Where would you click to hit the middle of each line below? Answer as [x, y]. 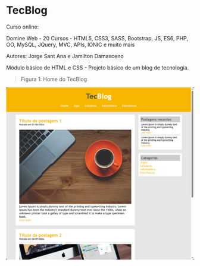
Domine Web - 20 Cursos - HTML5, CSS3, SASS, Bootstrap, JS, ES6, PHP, [97, 38]
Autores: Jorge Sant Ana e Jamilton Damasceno [65, 56]
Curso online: [23, 27]
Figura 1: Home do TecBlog [54, 79]
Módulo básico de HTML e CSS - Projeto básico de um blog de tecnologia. [98, 67]
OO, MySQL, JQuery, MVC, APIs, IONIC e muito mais [71, 45]
